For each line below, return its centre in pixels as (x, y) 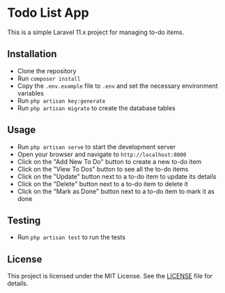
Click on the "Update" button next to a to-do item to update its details (117, 176)
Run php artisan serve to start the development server (96, 146)
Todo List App (48, 13)
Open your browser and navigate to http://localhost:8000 (102, 154)
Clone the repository (47, 70)
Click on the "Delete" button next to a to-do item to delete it (102, 183)
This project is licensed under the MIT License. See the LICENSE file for (110, 276)
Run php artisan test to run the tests (71, 237)
